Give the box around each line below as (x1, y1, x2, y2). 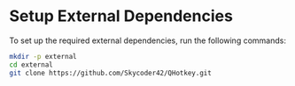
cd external (9, 60, 53, 69)
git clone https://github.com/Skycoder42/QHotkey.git (9, 68, 213, 77)
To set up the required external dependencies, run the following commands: (9, 35, 286, 46)
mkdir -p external (9, 52, 77, 61)
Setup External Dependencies (9, 6, 233, 26)
